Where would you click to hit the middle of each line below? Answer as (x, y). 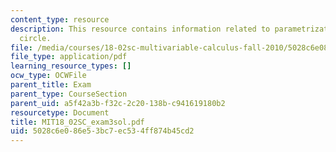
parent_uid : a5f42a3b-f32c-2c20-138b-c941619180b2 (118, 103)
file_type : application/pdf (69, 57)
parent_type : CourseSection (69, 94)
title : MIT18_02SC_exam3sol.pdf (77, 122)
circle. (35, 38)
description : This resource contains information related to (140, 29)
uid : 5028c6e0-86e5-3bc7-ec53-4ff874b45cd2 (102, 131)
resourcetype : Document (60, 112)
